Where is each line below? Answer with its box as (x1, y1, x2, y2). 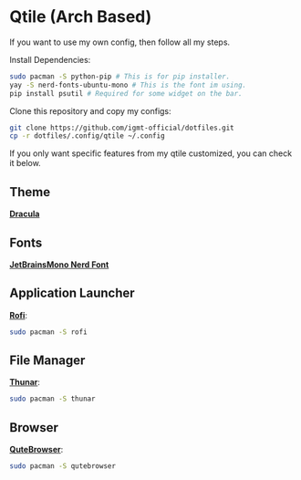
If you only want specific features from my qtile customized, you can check (9, 148, 293, 159)
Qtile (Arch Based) (9, 6, 152, 27)
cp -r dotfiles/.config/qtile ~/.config (9, 131, 166, 141)
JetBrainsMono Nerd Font (9, 258, 109, 270)
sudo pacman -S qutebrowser (9, 462, 117, 471)
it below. (9, 158, 41, 169)
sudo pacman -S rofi (9, 327, 88, 337)
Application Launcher (9, 286, 135, 301)
